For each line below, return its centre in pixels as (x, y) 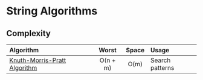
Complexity (29, 33)
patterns (162, 68)
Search (160, 60)
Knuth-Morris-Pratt (38, 60)
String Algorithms (52, 11)
